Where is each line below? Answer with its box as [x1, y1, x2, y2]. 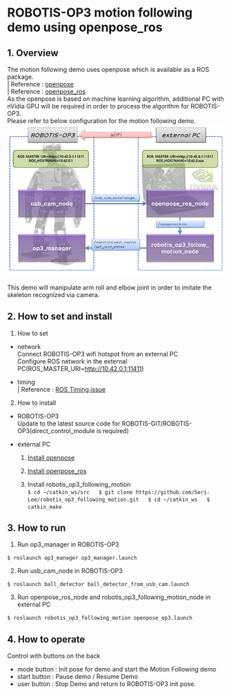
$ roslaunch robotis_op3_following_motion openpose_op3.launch [7, 615, 193, 622]
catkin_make [27, 503, 62, 511]
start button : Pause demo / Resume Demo [17, 672, 138, 681]
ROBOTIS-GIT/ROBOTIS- [121, 419, 192, 428]
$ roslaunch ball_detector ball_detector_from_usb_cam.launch [7, 581, 190, 588]
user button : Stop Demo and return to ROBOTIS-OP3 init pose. [17, 680, 197, 688]
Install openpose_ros [27, 466, 87, 475]
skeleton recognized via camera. [7, 290, 100, 298]
